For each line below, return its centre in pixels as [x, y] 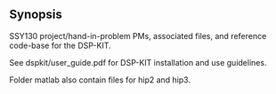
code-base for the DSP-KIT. [60, 45]
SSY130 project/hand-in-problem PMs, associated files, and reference [138, 35]
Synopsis [36, 15]
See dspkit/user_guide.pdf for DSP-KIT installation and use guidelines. [138, 62]
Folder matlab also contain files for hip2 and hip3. [100, 80]
